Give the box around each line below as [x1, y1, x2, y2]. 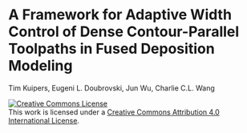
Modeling [8, 57, 73, 75]
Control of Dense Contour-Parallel [8, 22, 240, 41]
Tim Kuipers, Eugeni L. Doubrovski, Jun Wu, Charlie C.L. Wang [8, 83, 215, 93]
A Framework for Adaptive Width [8, 6, 233, 24]
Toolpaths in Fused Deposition [8, 40, 215, 58]
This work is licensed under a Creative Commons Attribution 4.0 [8, 107, 221, 117]
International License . [8, 115, 80, 125]
